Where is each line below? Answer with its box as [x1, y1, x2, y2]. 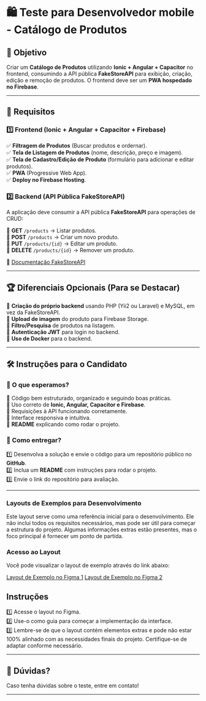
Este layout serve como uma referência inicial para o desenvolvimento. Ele [6, 513, 194, 520]
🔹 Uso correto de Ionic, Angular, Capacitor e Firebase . [6, 401, 146, 408]
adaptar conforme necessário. [6, 642, 83, 649]
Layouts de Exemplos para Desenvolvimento [6, 499, 142, 507]
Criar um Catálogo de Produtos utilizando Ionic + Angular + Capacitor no [6, 63, 194, 71]
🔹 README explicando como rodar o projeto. [6, 421, 120, 428]
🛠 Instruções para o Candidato [6, 359, 128, 370]
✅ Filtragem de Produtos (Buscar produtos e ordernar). [6, 141, 147, 149]
